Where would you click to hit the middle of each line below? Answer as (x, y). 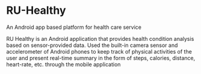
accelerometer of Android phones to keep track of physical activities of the (99, 51)
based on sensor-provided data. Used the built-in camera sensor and (92, 45)
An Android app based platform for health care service (74, 27)
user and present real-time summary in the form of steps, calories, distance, (101, 58)
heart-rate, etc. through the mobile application (63, 64)
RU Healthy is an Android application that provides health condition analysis (100, 39)
